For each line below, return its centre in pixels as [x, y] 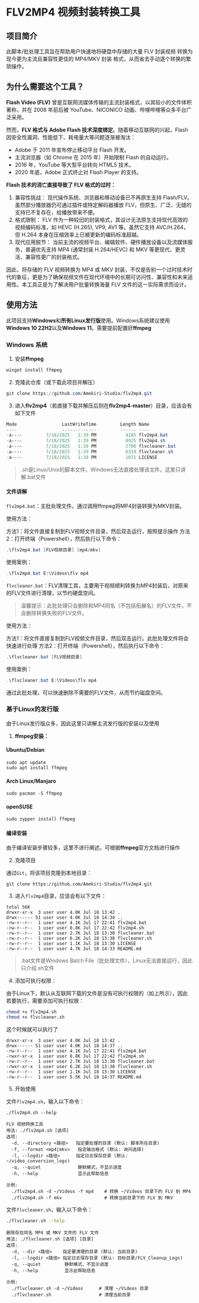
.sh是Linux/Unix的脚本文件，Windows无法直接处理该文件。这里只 [100, 469]
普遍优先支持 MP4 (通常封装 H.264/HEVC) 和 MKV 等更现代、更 [103, 249]
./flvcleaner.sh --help [36, 1221]
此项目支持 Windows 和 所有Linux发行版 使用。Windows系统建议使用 [88, 320]
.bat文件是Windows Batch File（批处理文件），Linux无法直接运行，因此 [107, 960]
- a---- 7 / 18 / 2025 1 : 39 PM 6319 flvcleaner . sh [90, 452]
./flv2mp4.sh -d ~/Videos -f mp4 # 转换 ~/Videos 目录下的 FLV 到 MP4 [101, 1192]
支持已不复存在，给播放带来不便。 [56, 212]
